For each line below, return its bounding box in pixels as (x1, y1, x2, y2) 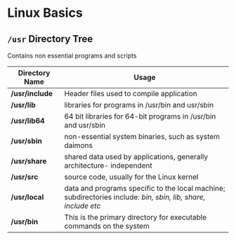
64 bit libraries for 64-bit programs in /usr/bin (64, 112, 216, 121)
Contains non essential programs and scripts (7, 51, 137, 60)
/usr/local (11, 192, 44, 201)
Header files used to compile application (64, 89, 198, 98)
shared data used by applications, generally (64, 152, 209, 161)
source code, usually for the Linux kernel (64, 172, 199, 182)
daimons (64, 140, 93, 150)
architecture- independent (64, 161, 152, 170)
